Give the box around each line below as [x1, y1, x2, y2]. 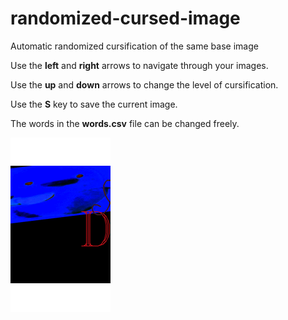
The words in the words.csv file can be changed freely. [10, 117, 240, 129]
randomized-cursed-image [10, 7, 241, 30]
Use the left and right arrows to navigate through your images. [10, 59, 269, 71]
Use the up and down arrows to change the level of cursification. [10, 78, 279, 91]
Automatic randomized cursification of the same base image [10, 40, 259, 52]
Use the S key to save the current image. [10, 98, 178, 110]
